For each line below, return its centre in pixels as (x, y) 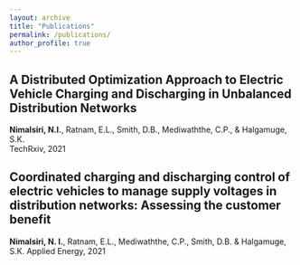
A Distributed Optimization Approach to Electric (146, 79)
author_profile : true (50, 43)
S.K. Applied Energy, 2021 (57, 251)
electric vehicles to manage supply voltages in (143, 191)
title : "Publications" (52, 26)
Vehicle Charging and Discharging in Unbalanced (150, 94)
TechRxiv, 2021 (37, 149)
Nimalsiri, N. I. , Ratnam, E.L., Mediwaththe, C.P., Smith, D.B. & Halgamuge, (148, 241)
